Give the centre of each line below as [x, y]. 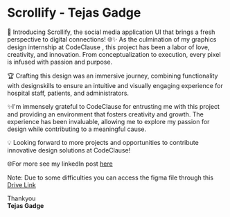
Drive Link [21, 184]
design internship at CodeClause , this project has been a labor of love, [108, 47]
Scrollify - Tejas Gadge [74, 13]
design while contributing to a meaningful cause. [77, 129]
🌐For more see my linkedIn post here [60, 164]
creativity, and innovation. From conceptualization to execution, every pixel [114, 54]
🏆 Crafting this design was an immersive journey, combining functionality [113, 76]
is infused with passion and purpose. [60, 62]
